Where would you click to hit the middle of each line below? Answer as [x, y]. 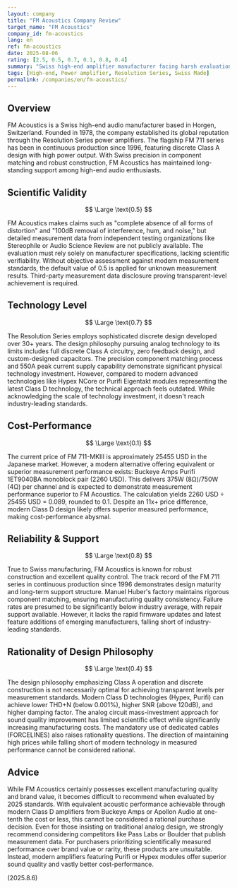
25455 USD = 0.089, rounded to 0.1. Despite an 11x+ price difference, [108, 502]
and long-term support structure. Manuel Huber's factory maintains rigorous [118, 592]
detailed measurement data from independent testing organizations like [111, 238]
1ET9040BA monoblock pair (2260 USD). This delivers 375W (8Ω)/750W [113, 479]
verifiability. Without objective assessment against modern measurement [113, 261]
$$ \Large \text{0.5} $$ [119, 209]
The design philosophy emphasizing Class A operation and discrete [105, 682]
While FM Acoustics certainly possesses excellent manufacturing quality [113, 789]
